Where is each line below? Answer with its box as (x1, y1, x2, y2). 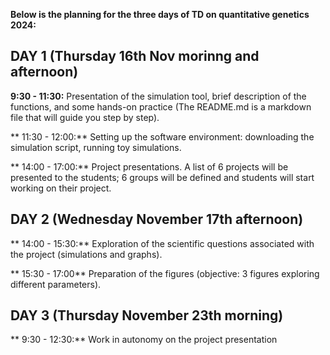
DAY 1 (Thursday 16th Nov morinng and (10, 48, 260, 65)
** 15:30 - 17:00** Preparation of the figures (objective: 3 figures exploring (10, 267, 320, 279)
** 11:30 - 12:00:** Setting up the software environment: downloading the (10, 130, 315, 143)
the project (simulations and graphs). (10, 248, 163, 260)
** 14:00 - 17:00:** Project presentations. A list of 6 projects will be (10, 160, 289, 173)
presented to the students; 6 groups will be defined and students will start (10, 171, 315, 183)
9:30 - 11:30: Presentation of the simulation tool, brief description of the (10, 90, 307, 102)
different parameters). (10, 278, 102, 290)
